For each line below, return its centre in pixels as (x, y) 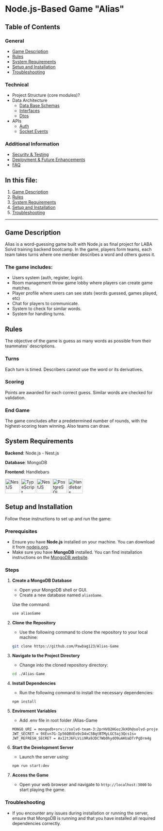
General (15, 41)
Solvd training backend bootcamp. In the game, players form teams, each (78, 250)
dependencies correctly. (36, 823)
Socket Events (34, 131)
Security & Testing (30, 155)
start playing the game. (42, 790)
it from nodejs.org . (31, 547)
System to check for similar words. (47, 309)
